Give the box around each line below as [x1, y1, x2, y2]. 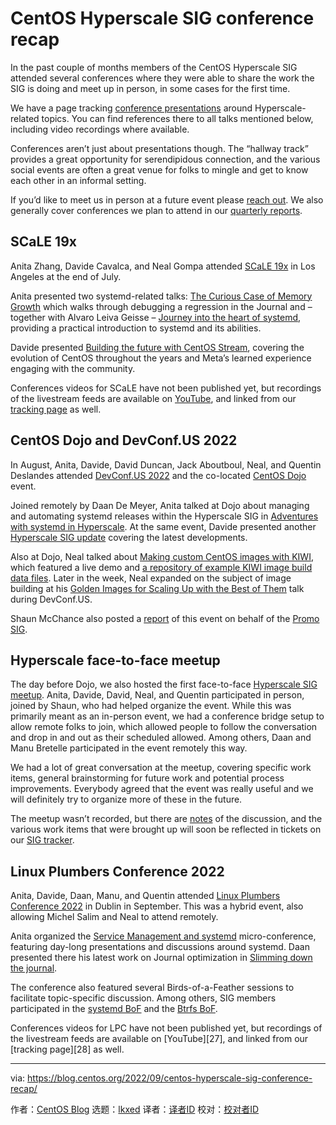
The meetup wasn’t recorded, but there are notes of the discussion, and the [10, 813, 323, 825]
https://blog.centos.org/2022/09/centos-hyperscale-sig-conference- [27, 1072, 313, 1084]
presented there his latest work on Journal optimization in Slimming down [10, 952, 313, 964]
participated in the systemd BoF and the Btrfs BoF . [10, 1003, 218, 1015]
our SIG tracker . [10, 834, 75, 846]
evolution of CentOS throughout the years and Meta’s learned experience [10, 352, 312, 364]
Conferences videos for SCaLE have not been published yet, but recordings [10, 382, 322, 394]
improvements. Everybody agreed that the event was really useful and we [10, 783, 314, 795]
